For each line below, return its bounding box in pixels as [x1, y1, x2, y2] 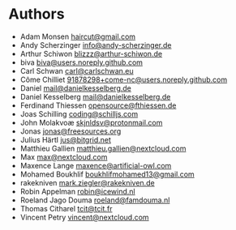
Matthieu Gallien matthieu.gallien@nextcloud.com [19, 143, 187, 153]
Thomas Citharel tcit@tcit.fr [19, 203, 113, 213]
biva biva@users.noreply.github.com [19, 57, 144, 67]
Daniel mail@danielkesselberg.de [19, 83, 131, 93]
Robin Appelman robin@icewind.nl [19, 186, 135, 196]
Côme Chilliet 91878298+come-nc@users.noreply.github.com [19, 75, 228, 84]
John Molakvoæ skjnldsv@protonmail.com [19, 117, 163, 127]
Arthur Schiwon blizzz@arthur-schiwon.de [19, 49, 163, 58]
